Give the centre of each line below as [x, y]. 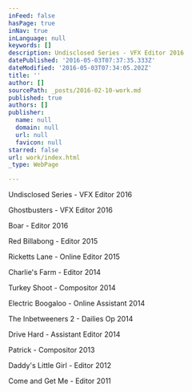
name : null [34, 120]
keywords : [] [30, 46]
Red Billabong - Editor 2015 [53, 241]
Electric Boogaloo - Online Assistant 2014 [77, 303]
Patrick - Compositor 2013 [52, 350]
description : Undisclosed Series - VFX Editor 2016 [96, 53]
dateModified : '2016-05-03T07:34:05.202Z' [80, 68]
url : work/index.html [44, 157]
